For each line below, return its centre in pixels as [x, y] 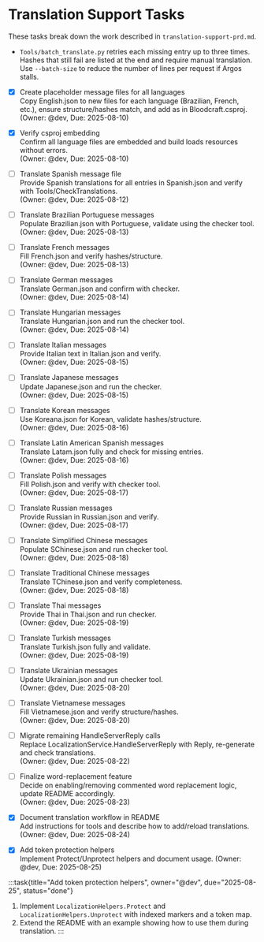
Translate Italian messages [63, 345]
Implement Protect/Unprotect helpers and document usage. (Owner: [130, 859]
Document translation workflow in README [89, 817]
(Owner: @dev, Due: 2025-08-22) [74, 761]
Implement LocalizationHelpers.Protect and [93, 906]
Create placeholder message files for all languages [102, 91]
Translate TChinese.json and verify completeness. [101, 582]
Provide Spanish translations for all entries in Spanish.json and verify [131, 183]
